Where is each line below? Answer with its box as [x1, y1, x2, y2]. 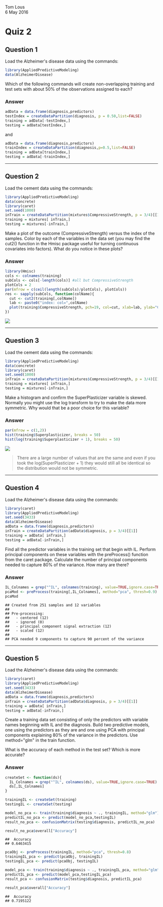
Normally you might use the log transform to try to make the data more [5, 399, 147, 405]
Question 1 [5, 46, 38, 54]
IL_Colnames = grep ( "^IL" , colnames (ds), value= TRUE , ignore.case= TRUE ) [9, 780, 158, 784]
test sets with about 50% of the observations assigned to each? [5, 86, 132, 92]
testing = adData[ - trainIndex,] [5, 155, 70, 159]
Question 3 [5, 336, 39, 345]
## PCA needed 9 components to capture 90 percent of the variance [5, 636, 145, 641]
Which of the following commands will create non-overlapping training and [5, 81, 154, 87]
